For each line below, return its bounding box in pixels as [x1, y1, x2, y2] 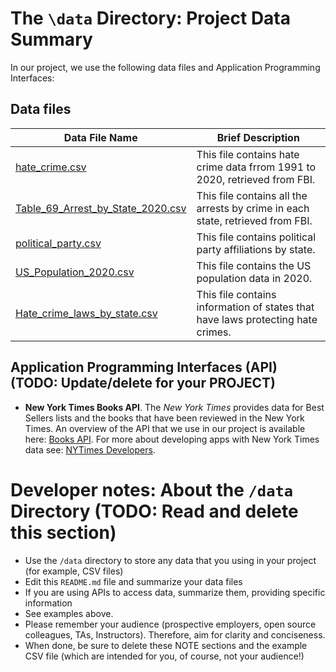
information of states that [196, 300, 315, 314]
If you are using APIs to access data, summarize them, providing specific [24, 586, 326, 598]
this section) [10, 521, 117, 544]
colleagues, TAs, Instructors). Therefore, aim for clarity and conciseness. [24, 628, 326, 641]
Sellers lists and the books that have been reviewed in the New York [24, 412, 305, 424]
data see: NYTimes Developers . [24, 443, 156, 456]
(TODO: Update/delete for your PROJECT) [10, 375, 277, 392]
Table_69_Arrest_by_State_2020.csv [15, 201, 187, 215]
